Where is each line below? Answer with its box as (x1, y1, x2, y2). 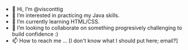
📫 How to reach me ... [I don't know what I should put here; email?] (11, 37, 178, 44)
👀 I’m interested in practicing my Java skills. (11, 12, 120, 19)
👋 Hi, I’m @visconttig (11, 6, 63, 12)
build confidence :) (11, 31, 58, 38)
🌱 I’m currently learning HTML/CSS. (11, 18, 100, 25)
